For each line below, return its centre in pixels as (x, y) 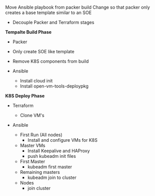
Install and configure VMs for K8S (62, 140)
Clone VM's (32, 115)
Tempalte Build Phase (28, 32)
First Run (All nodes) (41, 135)
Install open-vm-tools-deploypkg (54, 86)
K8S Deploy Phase (25, 96)
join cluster (39, 188)
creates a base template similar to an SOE (49, 13)
